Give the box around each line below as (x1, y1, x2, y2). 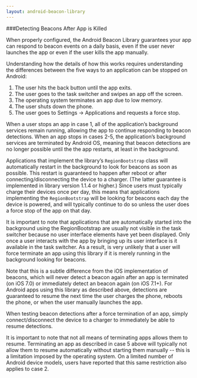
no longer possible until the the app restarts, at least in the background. (6, 145, 179, 152)
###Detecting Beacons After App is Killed (6, 25, 107, 32)
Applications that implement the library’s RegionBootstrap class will (6, 157, 168, 164)
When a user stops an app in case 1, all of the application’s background (6, 120, 178, 127)
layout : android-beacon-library (6, 8, 85, 15)
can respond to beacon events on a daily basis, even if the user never (6, 42, 175, 49)
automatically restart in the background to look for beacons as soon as (6, 163, 178, 170)
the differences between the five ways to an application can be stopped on (6, 66, 188, 74)
